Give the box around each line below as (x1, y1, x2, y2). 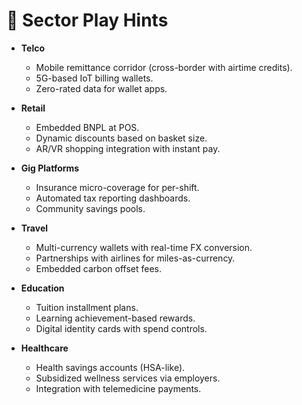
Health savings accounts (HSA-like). (35, 361, 186, 373)
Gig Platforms (20, 162, 80, 174)
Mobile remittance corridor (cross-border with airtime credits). (35, 61, 293, 73)
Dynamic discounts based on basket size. (35, 132, 208, 144)
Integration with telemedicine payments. (35, 382, 202, 394)
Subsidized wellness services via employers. (35, 372, 221, 384)
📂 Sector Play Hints (6, 9, 169, 32)
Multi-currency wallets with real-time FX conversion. (35, 241, 253, 253)
